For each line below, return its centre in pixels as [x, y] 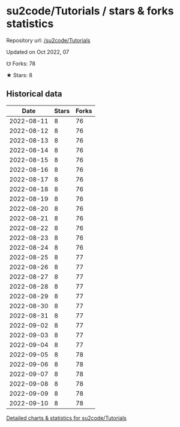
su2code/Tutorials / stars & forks [90, 11]
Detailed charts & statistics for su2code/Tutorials [67, 418]
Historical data [34, 94]
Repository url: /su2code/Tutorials [48, 40]
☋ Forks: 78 [21, 63]
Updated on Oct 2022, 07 [38, 52]
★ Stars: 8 [19, 75]
